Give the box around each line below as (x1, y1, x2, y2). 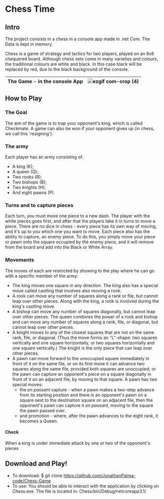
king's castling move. (12, 303, 55, 309)
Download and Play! (5, 460, 68, 468)
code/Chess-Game (12, 477, 51, 484)
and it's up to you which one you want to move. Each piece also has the (5, 229, 150, 235)
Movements (5, 257, 34, 263)
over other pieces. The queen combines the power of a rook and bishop (12, 314, 158, 319)
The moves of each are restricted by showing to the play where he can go (5, 267, 155, 273)
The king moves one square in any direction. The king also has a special (12, 282, 158, 288)
